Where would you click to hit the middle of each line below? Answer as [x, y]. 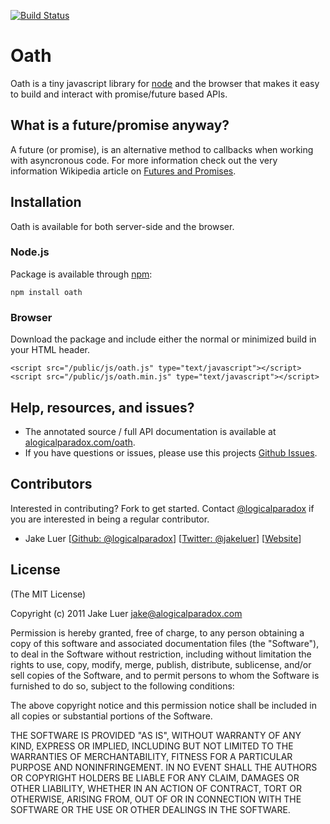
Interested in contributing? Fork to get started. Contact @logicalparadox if [162, 508]
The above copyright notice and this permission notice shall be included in [163, 705]
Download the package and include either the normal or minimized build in [163, 339]
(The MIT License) [48, 594]
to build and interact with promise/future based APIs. [119, 94]
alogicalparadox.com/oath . [80, 442]
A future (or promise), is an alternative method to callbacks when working [162, 149]
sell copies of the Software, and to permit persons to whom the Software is [165, 675]
